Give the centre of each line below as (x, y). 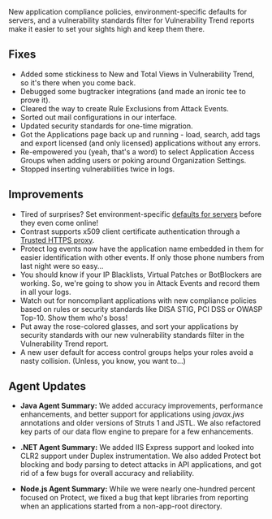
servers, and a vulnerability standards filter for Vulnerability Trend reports (132, 20)
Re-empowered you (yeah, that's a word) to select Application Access (137, 151)
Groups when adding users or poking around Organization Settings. (133, 160)
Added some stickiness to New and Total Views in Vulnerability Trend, (137, 74)
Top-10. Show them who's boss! (74, 318)
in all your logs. (45, 292)
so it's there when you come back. (78, 82)
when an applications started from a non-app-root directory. (121, 506)
